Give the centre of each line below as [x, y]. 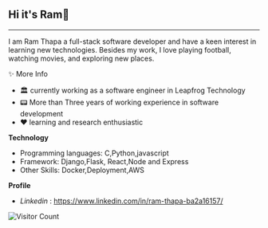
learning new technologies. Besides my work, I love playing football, [120, 49]
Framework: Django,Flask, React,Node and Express [104, 161]
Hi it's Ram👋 [39, 15]
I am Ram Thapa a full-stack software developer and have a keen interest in [132, 41]
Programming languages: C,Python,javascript [94, 153]
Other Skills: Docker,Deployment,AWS [82, 170]
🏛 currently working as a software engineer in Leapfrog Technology [132, 90]
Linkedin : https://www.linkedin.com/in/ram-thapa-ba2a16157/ [121, 201]
